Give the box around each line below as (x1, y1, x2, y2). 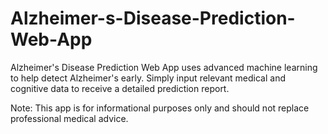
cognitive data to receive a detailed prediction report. (10, 82, 230, 94)
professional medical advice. (10, 112, 129, 124)
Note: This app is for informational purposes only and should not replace (10, 102, 310, 114)
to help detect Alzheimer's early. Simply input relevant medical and (10, 72, 286, 84)
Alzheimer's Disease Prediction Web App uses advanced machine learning (10, 61, 318, 73)
